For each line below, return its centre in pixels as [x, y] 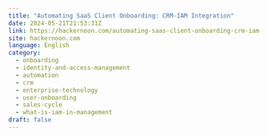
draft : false [30, 120]
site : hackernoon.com [44, 38]
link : [17, 30]
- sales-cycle [39, 105]
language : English [39, 46]
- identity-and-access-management [73, 68]
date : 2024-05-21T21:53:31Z [55, 23]
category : [25, 53]
